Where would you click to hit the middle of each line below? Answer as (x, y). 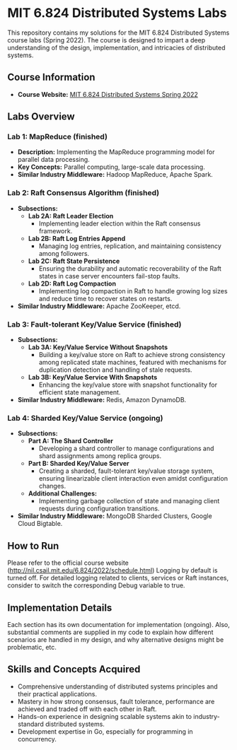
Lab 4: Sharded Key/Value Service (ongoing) (85, 418)
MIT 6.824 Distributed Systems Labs (117, 13)
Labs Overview (41, 117)
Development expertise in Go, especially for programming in (105, 731)
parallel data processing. (53, 160)
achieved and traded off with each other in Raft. (87, 709)
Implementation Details (60, 608)
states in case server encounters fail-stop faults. (109, 276)
